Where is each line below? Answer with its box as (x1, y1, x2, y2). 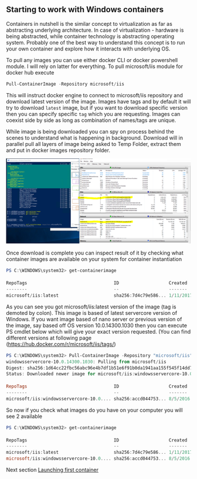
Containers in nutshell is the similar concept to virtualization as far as (6, 20, 173, 27)
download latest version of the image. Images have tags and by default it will (6, 98, 191, 105)
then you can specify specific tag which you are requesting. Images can (6, 110, 181, 117)
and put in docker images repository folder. (6, 147, 110, 154)
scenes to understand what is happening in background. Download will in (6, 134, 184, 141)
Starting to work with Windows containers (6, 5, 164, 15)
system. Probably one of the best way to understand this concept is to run (6, 39, 185, 46)
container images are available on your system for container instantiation (6, 256, 182, 263)
